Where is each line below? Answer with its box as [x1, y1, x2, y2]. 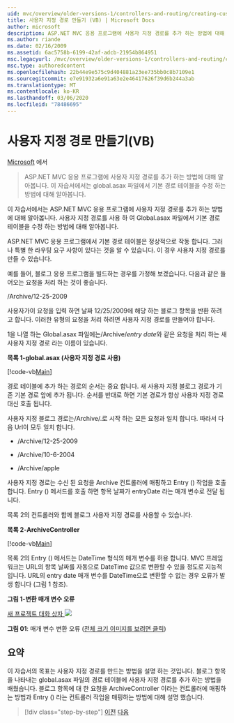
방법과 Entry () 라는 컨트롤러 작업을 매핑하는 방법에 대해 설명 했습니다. [14, 692, 205, 701]
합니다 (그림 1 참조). [14, 580, 68, 588]
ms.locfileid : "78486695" [7, 101, 82, 108]
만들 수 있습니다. [7, 254, 52, 262]
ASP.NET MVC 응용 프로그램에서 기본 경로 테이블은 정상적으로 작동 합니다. [7, 237, 210, 245]
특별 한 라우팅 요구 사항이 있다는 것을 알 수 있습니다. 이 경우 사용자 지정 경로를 [14, 246, 226, 254]
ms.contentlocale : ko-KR [7, 88, 79, 95]
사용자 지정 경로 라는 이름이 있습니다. [7, 338, 108, 347]
